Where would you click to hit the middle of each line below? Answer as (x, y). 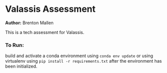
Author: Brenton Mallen (29, 23)
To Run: (15, 45)
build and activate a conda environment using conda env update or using (79, 56)
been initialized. (21, 66)
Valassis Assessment (50, 9)
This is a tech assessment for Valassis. (45, 32)
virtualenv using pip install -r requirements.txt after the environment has (83, 61)
